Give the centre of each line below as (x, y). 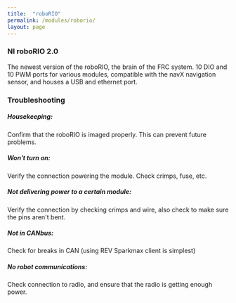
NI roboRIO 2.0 (33, 51)
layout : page (26, 27)
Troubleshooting (36, 100)
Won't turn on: (29, 158)
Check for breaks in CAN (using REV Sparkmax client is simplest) (101, 251)
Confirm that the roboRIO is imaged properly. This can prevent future (107, 134)
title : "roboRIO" (34, 14)
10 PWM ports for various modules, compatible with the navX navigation (112, 74)
